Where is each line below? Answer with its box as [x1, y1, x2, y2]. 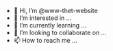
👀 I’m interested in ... [13, 14, 72, 22]
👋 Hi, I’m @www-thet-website [13, 7, 98, 14]
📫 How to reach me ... [13, 37, 77, 44]
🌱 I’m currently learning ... [13, 21, 87, 29]
